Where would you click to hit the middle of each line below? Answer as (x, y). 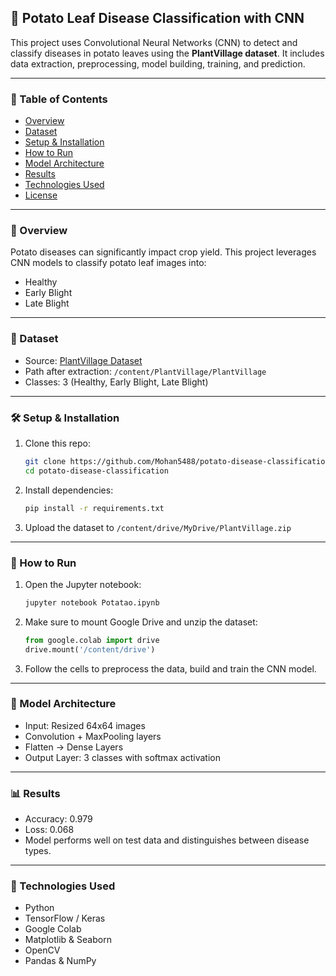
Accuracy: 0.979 (58, 819)
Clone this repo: (57, 443)
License (41, 195)
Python (39, 908)
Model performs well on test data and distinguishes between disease (167, 840)
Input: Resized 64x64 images (85, 725)
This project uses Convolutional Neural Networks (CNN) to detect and (154, 42)
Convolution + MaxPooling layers (93, 736)
